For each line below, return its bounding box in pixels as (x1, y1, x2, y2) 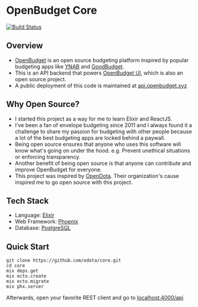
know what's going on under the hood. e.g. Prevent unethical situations (14, 147, 190, 154)
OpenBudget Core (6, 4, 97, 17)
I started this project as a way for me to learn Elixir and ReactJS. (14, 115, 172, 122)
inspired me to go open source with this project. (14, 179, 133, 186)
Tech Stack (6, 195, 49, 206)
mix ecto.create (6, 273, 47, 280)
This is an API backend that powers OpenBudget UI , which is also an (14, 69, 184, 76)
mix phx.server (6, 284, 44, 290)
